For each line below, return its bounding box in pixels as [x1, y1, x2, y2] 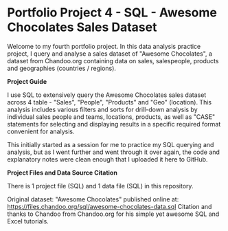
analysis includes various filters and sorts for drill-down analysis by [7, 105, 198, 113]
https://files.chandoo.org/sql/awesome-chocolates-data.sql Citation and [7, 202, 212, 210]
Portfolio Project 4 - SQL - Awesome [7, 5, 218, 21]
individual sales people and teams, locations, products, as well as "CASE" [7, 112, 216, 121]
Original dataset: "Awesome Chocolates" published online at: [7, 195, 179, 203]
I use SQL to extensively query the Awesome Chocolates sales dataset [7, 91, 207, 99]
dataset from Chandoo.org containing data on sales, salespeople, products [7, 56, 219, 65]
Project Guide [7, 77, 47, 85]
